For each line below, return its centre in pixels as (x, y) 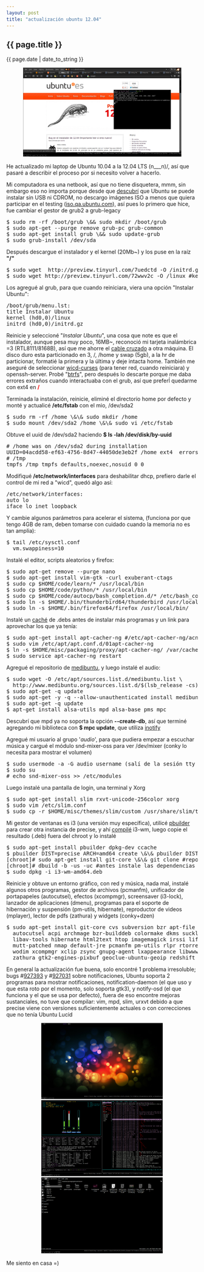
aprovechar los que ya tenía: (42, 626)
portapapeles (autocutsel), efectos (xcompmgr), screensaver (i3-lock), (95, 896)
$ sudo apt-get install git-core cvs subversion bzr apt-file (101, 928)
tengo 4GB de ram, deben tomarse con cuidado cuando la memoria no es (98, 524)
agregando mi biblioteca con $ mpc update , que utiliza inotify (83, 728)
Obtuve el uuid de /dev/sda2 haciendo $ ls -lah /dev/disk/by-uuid (89, 435)
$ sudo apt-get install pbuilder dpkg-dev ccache (82, 848)
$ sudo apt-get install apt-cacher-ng (64, 638)
